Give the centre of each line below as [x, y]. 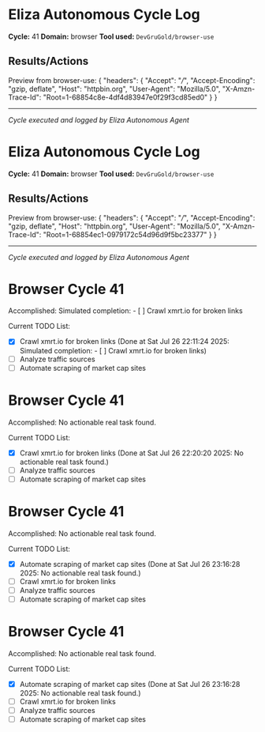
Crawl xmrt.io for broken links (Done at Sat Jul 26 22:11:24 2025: [125, 341]
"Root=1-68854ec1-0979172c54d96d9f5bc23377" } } [130, 234]
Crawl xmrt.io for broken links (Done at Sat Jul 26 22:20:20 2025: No [132, 453]
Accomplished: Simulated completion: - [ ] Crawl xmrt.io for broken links [125, 311]
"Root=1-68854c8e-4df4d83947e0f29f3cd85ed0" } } [130, 97]
